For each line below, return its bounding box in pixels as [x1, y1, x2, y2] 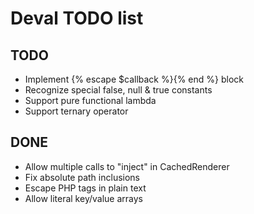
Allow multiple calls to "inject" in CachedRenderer [24, 160, 230, 172]
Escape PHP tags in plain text [24, 182, 147, 194]
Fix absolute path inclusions [24, 171, 140, 183]
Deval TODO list [10, 7, 144, 30]
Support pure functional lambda [24, 95, 157, 106]
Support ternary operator [24, 105, 129, 117]
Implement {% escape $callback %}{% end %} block [24, 73, 244, 85]
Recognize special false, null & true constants [24, 84, 213, 96]
